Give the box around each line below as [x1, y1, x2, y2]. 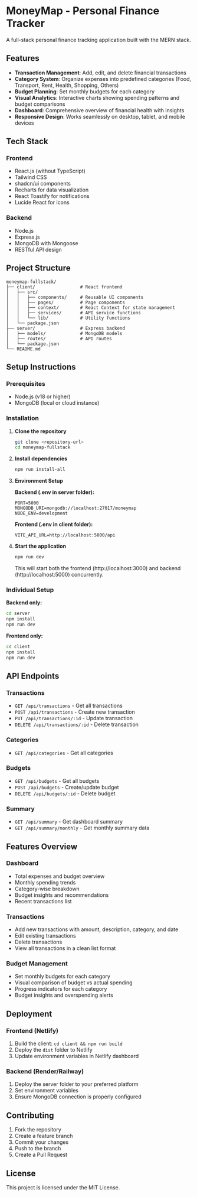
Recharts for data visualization [14, 186, 89, 193]
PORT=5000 [14, 500, 40, 506]
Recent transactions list [14, 897, 72, 905]
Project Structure [6, 263, 71, 273]
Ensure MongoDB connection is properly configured [14, 1093, 142, 1100]
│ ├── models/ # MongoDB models [6, 330, 123, 336]
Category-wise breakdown [14, 885, 80, 892]
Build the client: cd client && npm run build [14, 1040, 123, 1047]
